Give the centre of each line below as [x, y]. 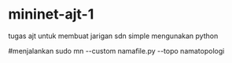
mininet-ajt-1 [51, 14]
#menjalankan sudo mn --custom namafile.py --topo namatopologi [116, 51]
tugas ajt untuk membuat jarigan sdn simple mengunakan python [113, 36]
